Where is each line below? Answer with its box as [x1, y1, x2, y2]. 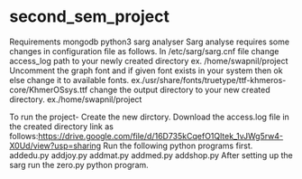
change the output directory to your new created [89, 84, 270, 95]
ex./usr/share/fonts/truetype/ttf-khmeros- [131, 74, 287, 85]
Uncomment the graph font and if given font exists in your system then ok [9, 65, 283, 76]
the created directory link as [9, 120, 114, 132]
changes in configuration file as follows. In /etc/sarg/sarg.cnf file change [9, 45, 279, 56]
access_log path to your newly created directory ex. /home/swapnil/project [9, 55, 288, 66]
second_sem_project [9, 6, 169, 27]
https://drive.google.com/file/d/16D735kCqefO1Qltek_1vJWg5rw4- [37, 130, 284, 141]
